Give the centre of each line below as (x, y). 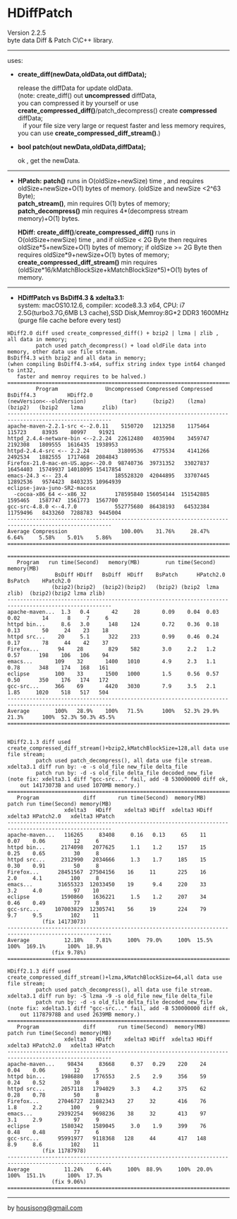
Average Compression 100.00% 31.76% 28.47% (109, 531)
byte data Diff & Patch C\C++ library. (61, 40)
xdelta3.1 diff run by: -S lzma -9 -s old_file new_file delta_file (110, 996)
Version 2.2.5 (27, 33)
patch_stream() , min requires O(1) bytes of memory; (94, 203)
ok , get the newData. (49, 160)
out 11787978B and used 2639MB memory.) (80, 1014)
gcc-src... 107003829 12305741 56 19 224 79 (107, 909)
